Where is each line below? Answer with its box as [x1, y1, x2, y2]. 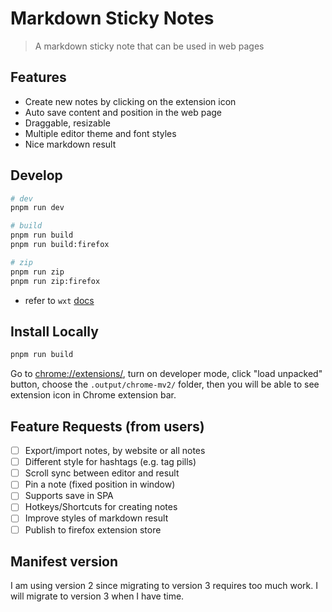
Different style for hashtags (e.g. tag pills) [24, 456, 197, 468]
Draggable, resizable [24, 117, 111, 129]
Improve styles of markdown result [24, 512, 169, 524]
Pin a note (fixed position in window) [24, 478, 176, 491]
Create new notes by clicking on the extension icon [24, 95, 237, 107]
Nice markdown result [24, 138, 117, 150]
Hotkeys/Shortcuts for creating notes [24, 501, 178, 513]
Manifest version [10, 553, 119, 570]
